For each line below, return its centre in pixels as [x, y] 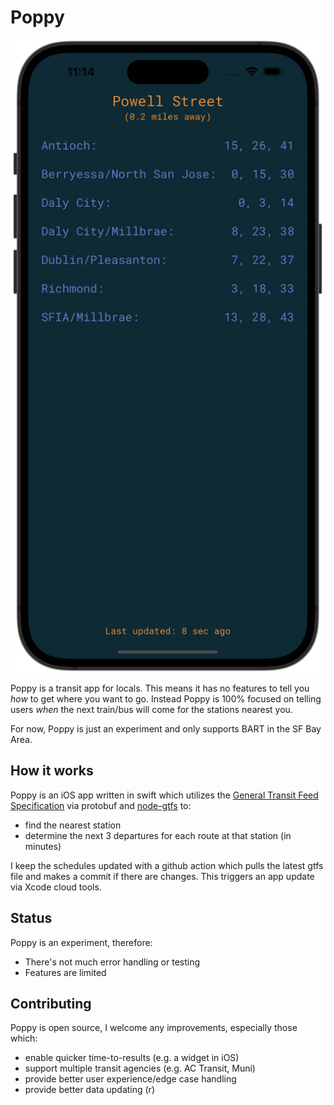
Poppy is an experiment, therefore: [81, 942]
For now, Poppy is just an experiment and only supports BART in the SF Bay [166, 728]
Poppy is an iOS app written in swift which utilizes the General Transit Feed [164, 795]
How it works [52, 771]
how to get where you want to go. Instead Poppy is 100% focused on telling [166, 698]
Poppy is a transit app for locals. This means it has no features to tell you [160, 688]
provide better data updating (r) [90, 1090]
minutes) [43, 846]
